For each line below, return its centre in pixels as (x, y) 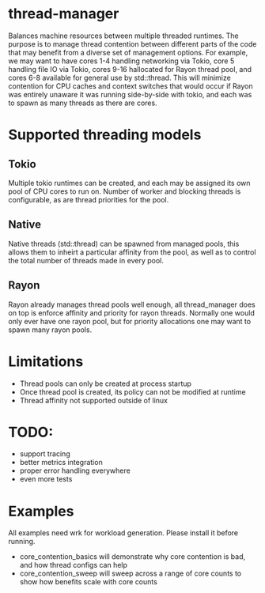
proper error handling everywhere (75, 470)
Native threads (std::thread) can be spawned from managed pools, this (124, 244)
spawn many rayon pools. (50, 330)
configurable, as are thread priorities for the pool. (89, 199)
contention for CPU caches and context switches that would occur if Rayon (131, 86)
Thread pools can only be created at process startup (106, 383)
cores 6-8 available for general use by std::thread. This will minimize (119, 77)
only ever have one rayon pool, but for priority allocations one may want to (130, 321)
